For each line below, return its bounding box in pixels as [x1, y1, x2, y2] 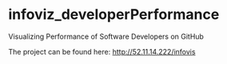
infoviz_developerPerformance [8, 6, 220, 24]
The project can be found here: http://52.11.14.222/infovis [8, 47, 196, 56]
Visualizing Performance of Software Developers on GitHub [8, 32, 204, 41]
